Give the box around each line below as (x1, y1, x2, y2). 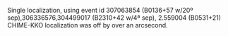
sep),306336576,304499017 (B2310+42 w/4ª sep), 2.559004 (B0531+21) (7, 13, 221, 22)
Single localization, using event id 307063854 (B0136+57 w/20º (7, 6, 193, 14)
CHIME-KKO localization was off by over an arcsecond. (7, 21, 168, 29)
